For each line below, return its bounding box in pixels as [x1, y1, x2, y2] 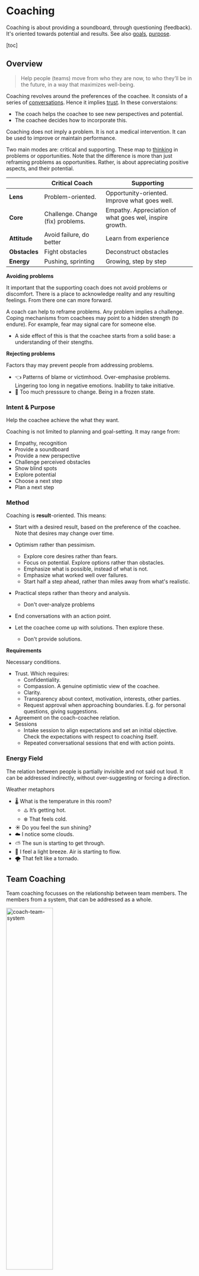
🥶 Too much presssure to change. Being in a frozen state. [14, 388, 155, 395]
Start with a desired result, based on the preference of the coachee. [14, 524, 181, 531]
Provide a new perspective [14, 452, 81, 460]
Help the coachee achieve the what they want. [6, 417, 120, 424]
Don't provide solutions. [23, 635, 82, 642]
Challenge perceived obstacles [14, 458, 91, 466]
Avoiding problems [6, 272, 54, 280]
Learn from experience [105, 234, 169, 242]
